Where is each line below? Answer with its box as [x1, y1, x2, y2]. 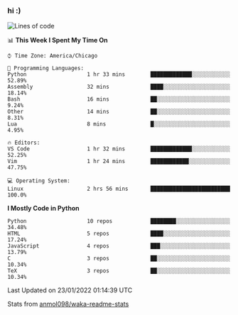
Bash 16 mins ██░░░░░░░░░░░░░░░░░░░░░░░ [7, 96, 231, 103]
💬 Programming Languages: [7, 65, 84, 72]
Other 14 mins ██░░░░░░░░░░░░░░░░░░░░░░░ [7, 109, 231, 116]
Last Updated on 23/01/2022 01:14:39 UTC [7, 286, 133, 294]
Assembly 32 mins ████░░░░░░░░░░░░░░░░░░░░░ [7, 84, 231, 91]
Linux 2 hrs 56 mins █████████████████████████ [7, 185, 231, 193]
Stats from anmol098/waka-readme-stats [7, 300, 129, 309]
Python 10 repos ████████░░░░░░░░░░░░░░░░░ [7, 218, 231, 225]
